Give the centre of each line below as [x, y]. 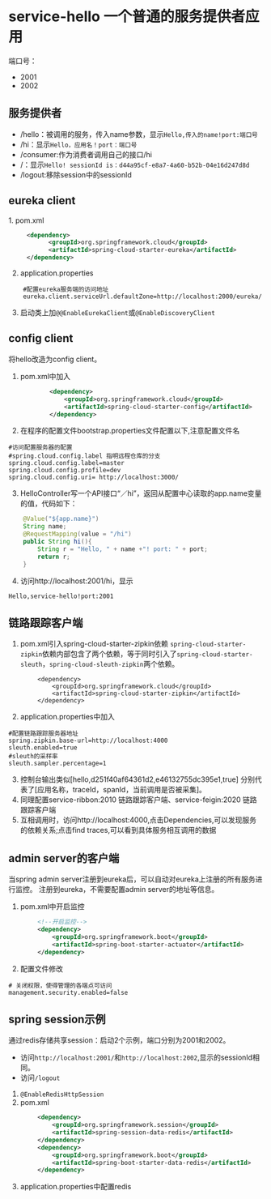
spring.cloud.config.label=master [67, 463]
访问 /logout [40, 1077]
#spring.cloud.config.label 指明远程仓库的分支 [85, 456]
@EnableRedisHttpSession [62, 1094]
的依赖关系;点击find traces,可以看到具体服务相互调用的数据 [118, 830]
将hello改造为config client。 [55, 359]
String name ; [45, 527]
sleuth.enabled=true [43, 748]
